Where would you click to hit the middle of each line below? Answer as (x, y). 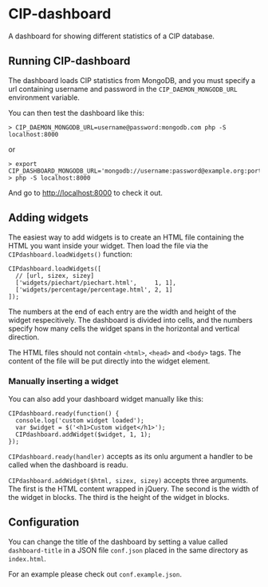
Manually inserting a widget (63, 382)
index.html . (27, 558)
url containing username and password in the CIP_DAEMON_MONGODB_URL (123, 89)
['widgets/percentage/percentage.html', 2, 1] (94, 290)
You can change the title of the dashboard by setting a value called (118, 541)
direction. (24, 337)
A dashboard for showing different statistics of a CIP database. (112, 36)
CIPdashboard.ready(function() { (64, 413)
